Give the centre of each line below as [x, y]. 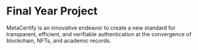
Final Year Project [52, 11]
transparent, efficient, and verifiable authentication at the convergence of [99, 34]
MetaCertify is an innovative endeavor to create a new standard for [91, 28]
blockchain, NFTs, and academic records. [59, 40]
